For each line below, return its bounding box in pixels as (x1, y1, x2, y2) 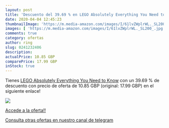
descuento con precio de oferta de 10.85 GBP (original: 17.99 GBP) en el (5, 83, 154, 89)
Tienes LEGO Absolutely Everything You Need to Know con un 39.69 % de (5, 78, 159, 84)
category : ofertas (5, 36, 44, 41)
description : (5, 49, 33, 54)
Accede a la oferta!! (5, 107, 46, 113)
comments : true (5, 31, 37, 36)
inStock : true (5, 63, 35, 69)
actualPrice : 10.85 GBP (5, 54, 55, 59)
